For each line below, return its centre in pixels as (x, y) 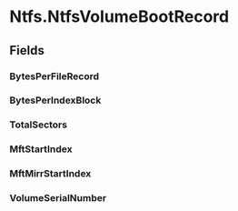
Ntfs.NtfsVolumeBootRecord (119, 17)
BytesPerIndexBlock (55, 100)
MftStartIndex (41, 149)
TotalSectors (39, 125)
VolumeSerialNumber (58, 198)
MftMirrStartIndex (50, 174)
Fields (27, 50)
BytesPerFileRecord (55, 76)
